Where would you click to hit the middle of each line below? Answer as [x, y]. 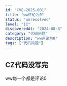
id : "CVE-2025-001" [26, 10]
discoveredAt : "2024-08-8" [34, 29]
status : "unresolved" [28, 19]
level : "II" [18, 24]
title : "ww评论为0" [25, 15]
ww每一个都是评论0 [26, 78]
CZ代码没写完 [27, 65]
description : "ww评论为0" [31, 39]
